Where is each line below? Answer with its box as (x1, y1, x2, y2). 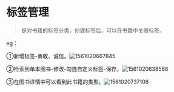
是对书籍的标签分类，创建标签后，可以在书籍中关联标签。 (21, 27, 165, 34)
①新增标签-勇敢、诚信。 (6, 52, 70, 59)
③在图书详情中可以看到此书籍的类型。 (6, 78, 104, 85)
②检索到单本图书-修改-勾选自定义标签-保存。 (6, 65, 122, 73)
